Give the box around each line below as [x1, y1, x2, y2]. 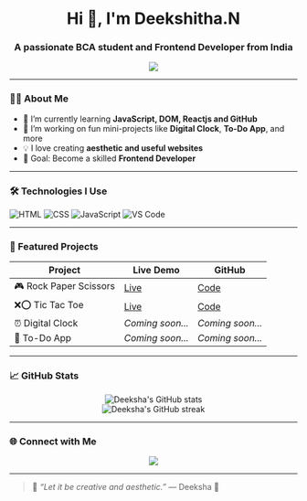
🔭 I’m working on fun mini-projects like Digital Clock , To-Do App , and [22, 123, 285, 133]
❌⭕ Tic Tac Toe [14, 299, 84, 312]
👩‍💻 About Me [9, 92, 69, 105]
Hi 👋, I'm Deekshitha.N [67, 8, 240, 29]
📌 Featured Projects [9, 240, 99, 252]
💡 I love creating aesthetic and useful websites [22, 142, 204, 154]
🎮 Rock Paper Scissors [14, 280, 116, 293]
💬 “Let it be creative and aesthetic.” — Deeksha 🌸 [31, 481, 219, 492]
